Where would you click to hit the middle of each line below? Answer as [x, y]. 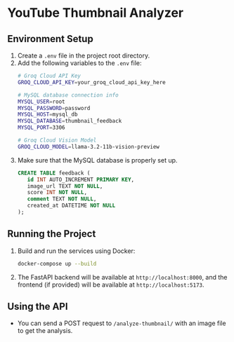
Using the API [38, 306]
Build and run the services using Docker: [76, 251]
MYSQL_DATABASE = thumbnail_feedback [70, 121]
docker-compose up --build [57, 264]
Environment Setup [50, 39]
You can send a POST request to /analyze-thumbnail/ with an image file [122, 323]
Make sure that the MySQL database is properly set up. [97, 160]
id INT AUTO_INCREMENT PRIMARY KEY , [81, 179]
